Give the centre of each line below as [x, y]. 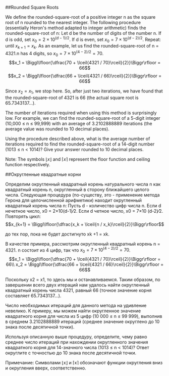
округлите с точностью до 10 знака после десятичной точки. [71, 353]
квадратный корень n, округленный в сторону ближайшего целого [77, 190]
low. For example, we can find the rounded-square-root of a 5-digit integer [83, 118]
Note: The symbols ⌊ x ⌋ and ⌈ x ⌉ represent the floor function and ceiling [78, 159]
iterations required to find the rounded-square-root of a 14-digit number [80, 144]
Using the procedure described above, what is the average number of [78, 138]
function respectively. [28, 164]
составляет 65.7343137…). [33, 296]
